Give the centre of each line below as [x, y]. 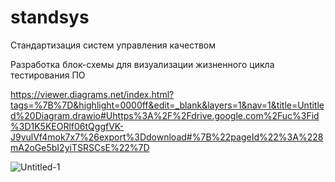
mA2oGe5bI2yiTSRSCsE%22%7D [80, 147]
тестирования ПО [48, 75]
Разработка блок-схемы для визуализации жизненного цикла [142, 64]
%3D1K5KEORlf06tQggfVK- [67, 126]
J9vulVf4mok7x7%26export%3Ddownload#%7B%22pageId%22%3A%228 [167, 137]
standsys [50, 17]
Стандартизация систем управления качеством [113, 45]
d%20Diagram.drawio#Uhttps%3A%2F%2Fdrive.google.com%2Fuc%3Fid [165, 115]
